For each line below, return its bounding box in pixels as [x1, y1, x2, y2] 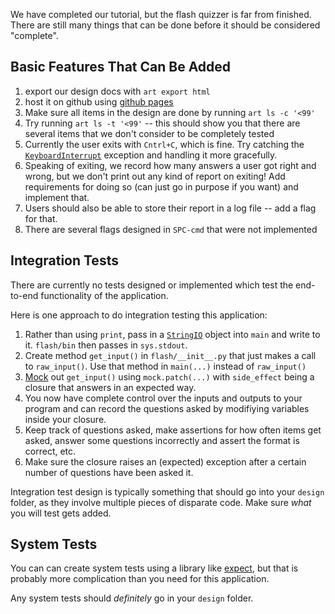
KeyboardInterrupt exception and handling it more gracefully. [24, 149, 278, 161]
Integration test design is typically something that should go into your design [10, 485, 325, 498]
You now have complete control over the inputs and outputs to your [24, 392, 303, 404]
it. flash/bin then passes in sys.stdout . [24, 339, 188, 351]
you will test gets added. [10, 507, 112, 519]
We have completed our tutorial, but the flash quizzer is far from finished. [10, 9, 312, 20]
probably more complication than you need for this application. [10, 573, 270, 585]
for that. [24, 212, 58, 224]
